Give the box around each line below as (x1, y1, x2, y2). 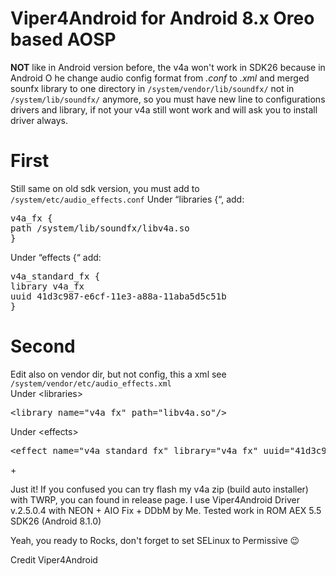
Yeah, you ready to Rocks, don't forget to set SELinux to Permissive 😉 (10, 534, 300, 546)
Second (10, 335, 76, 358)
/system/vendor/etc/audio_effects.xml (10, 378, 172, 389)
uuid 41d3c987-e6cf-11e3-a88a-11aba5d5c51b (10, 290, 227, 302)
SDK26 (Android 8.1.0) (10, 515, 102, 527)
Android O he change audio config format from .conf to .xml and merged (10, 72, 310, 84)
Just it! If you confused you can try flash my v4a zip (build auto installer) (10, 483, 309, 495)
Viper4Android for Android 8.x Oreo (10, 7, 315, 30)
